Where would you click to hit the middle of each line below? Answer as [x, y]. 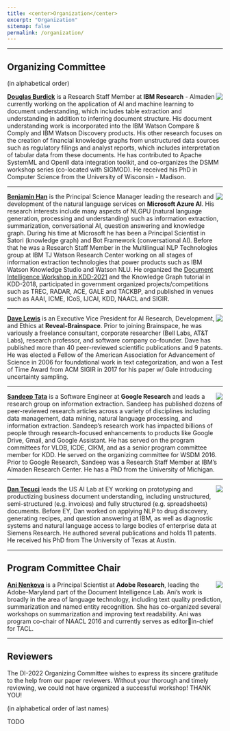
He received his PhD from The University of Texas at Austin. [92, 540]
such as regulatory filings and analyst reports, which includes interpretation [114, 148]
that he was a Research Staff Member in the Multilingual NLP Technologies [112, 248]
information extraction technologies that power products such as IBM [105, 262]
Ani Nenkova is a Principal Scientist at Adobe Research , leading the [103, 585]
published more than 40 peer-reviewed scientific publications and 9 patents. [115, 348]
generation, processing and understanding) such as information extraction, [113, 219]
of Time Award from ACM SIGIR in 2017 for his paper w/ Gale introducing [110, 370]
